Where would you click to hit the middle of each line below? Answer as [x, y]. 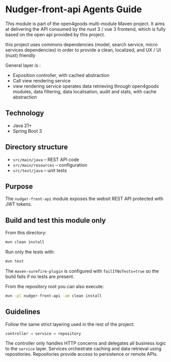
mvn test [15, 262]
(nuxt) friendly [20, 55]
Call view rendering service [41, 81]
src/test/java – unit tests [40, 170]
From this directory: [26, 233]
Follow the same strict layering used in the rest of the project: [70, 324]
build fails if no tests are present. [40, 276]
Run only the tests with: [30, 252]
